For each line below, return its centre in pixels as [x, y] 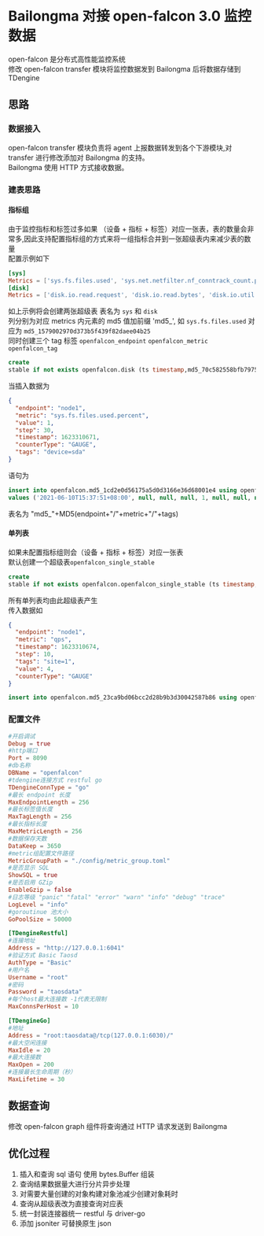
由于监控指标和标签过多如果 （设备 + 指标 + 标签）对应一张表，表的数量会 [128, 228]
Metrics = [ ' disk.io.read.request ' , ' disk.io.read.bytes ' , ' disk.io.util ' [133, 295]
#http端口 [23, 751]
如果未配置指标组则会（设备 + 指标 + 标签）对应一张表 [96, 552]
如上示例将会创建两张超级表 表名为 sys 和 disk [83, 311]
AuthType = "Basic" [40, 962]
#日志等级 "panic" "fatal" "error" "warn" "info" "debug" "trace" [117, 897]
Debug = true [29, 744]
